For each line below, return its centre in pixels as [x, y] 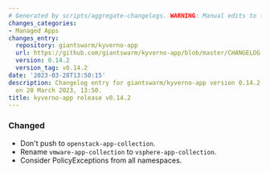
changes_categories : [43, 23]
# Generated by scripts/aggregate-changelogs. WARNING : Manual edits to [133, 16]
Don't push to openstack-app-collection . [88, 143]
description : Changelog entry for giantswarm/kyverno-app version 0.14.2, [136, 82]
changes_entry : [34, 38]
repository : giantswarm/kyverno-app [77, 46]
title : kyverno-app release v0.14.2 [70, 98]
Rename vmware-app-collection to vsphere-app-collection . [118, 151]
